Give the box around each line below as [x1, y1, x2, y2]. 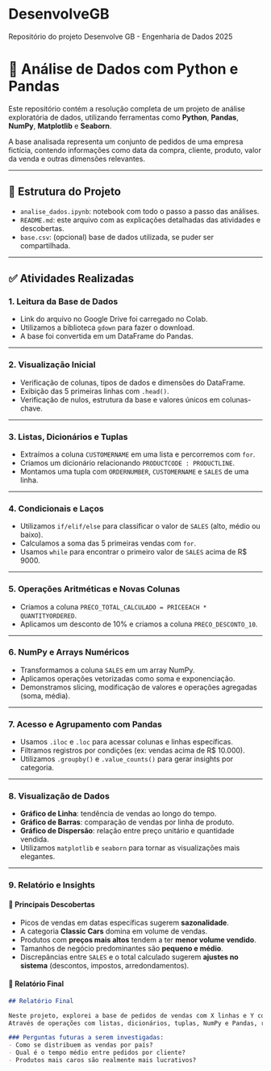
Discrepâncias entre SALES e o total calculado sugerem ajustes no [19, 951, 240, 962]
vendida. [19, 834, 50, 845]
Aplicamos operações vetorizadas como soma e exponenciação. [19, 673, 236, 683]
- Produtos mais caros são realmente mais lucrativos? [8, 1056, 197, 1065]
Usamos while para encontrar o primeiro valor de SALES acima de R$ [19, 547, 248, 557]
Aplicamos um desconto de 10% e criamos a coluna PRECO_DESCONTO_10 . [19, 619, 258, 629]
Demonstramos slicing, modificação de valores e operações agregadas [19, 682, 257, 692]
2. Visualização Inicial [8, 359, 96, 370]
